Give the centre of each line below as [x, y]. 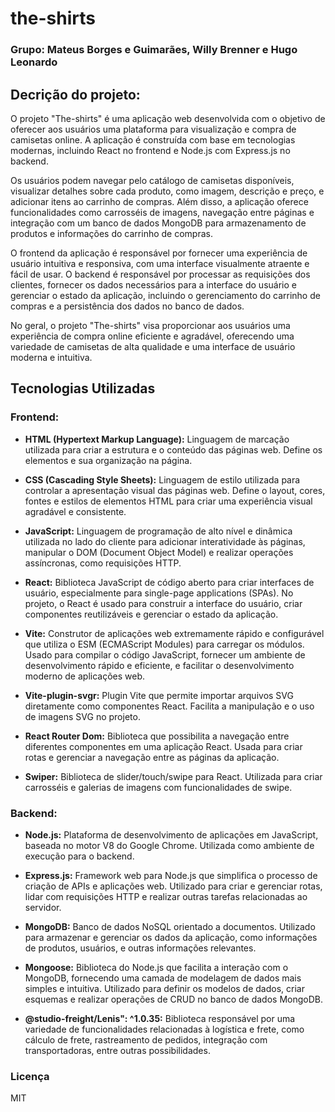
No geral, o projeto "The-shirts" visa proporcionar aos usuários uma [150, 325]
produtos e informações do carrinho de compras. [111, 233]
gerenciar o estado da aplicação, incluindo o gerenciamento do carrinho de [165, 295]
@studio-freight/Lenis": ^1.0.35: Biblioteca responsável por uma [160, 1018]
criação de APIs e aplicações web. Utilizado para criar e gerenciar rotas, [173, 886]
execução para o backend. [79, 856]
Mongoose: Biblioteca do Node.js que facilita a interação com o [156, 967]
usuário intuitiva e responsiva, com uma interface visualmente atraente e [160, 263]
